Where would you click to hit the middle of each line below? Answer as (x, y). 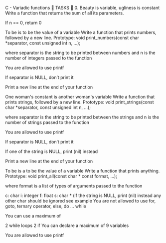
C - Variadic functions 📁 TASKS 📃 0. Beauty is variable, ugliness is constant (83, 8)
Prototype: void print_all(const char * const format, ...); (61, 176)
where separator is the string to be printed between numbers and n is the (80, 53)
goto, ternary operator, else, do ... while (46, 206)
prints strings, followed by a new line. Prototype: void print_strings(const (80, 102)
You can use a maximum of (33, 216)
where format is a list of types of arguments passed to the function (74, 186)
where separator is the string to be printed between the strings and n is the (82, 117)
